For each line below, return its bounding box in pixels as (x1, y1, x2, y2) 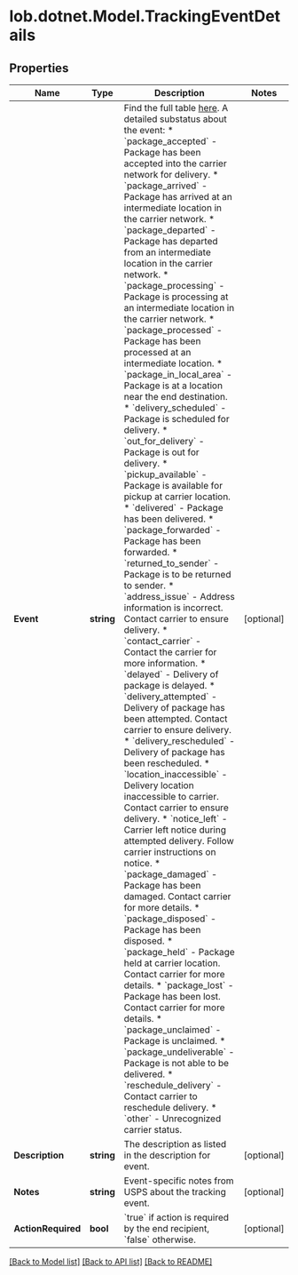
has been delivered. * (123, 513, 215, 525)
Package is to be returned (123, 569, 231, 580)
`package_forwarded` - (123, 524, 222, 536)
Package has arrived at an (123, 191, 232, 203)
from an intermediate (123, 246, 211, 259)
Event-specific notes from (123, 1175, 234, 1187)
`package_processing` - (123, 280, 225, 291)
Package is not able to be (123, 1057, 229, 1069)
